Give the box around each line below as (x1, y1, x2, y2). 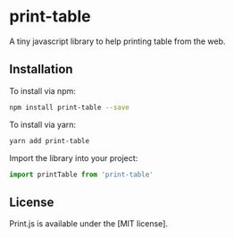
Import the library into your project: (9, 152, 138, 163)
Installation (9, 62, 73, 77)
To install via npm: (9, 85, 76, 96)
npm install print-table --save (9, 103, 130, 112)
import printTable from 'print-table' (9, 170, 154, 179)
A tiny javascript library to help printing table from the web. (9, 36, 226, 47)
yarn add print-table (9, 136, 90, 145)
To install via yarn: (9, 119, 77, 130)
